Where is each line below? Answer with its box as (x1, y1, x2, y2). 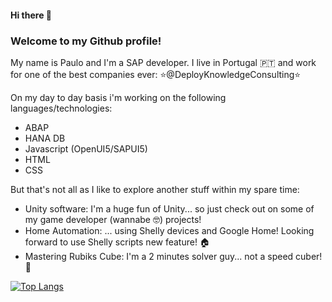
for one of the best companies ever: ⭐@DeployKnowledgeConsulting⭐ (10, 68, 302, 80)
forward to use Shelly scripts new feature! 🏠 (24, 236, 210, 248)
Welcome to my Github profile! (10, 34, 162, 48)
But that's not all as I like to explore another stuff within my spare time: (10, 183, 300, 195)
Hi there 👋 (10, 9, 52, 21)
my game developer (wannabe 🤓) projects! (24, 213, 202, 225)
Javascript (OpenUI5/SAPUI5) (24, 142, 148, 155)
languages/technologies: (10, 102, 113, 114)
